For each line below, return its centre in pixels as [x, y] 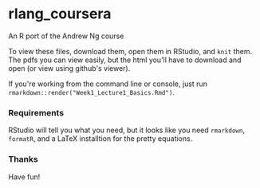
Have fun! [24, 177]
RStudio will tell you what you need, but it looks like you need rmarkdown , [127, 130]
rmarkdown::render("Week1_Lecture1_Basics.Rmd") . [92, 92]
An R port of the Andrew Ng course [66, 36]
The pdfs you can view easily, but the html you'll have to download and [125, 60]
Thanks [23, 159]
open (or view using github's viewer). [69, 68]
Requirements [36, 112]
